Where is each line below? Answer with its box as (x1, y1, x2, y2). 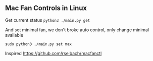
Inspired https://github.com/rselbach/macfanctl (5, 50, 102, 56)
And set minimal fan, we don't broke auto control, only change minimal (5, 27, 149, 33)
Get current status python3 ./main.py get (5, 17, 90, 23)
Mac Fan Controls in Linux (5, 4, 87, 12)
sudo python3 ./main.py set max (5, 42, 72, 47)
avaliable (5, 32, 24, 38)
